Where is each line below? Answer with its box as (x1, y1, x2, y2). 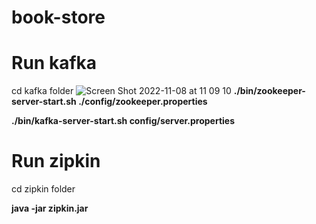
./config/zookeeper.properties (78, 96, 208, 108)
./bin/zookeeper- (233, 85, 306, 97)
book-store (11, 6, 106, 29)
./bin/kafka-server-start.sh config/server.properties (11, 115, 236, 127)
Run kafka (11, 52, 98, 75)
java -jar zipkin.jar (11, 202, 89, 215)
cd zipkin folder (11, 183, 76, 195)
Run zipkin (11, 150, 101, 173)
